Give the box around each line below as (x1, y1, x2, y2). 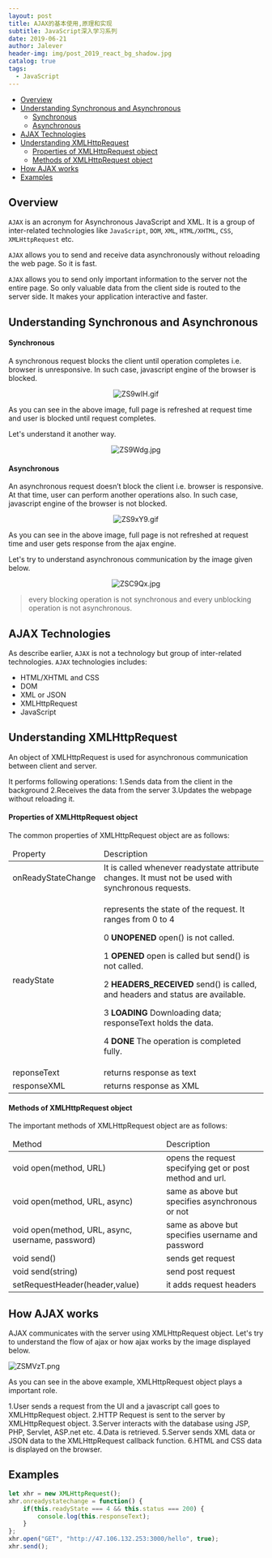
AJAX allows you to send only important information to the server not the (8, 274, 248, 284)
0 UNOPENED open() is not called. (104, 932, 235, 943)
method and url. (165, 1172, 227, 1184)
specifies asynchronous (165, 1196, 257, 1207)
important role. (8, 1386, 58, 1396)
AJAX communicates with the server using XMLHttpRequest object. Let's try (8, 1328, 264, 1338)
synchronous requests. (104, 883, 192, 894)
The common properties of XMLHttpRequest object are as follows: (8, 831, 230, 840)
